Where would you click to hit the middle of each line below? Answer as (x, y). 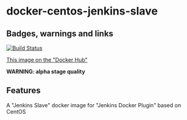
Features (23, 91)
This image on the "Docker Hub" (47, 60)
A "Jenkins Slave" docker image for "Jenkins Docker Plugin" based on (94, 105)
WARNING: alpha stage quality (46, 72)
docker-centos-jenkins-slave (82, 11)
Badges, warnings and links (60, 34)
